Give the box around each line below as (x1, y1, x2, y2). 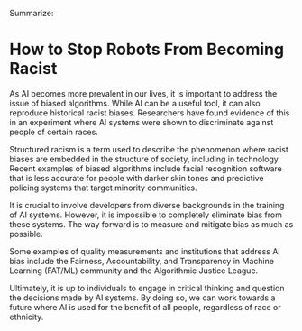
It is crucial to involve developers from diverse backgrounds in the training (9, 199, 285, 210)
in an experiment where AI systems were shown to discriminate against (9, 116, 274, 127)
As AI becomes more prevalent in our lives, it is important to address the (9, 87, 278, 98)
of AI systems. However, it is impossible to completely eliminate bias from (9, 209, 282, 220)
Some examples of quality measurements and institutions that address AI (9, 245, 281, 256)
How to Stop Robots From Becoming (9, 40, 285, 60)
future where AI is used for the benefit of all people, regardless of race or (9, 301, 281, 312)
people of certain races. (9, 126, 99, 137)
